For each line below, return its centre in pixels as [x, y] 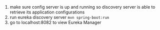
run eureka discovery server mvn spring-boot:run [60, 17]
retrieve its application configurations [47, 12]
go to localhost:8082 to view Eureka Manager [55, 22]
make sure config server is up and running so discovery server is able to [82, 7]
